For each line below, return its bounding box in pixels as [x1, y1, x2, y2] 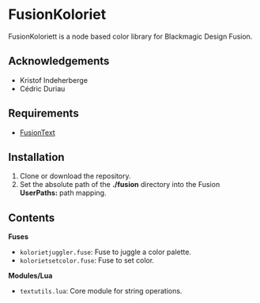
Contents [8, 211, 55, 224]
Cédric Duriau [19, 84, 66, 93]
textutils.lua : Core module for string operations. [19, 286, 183, 296]
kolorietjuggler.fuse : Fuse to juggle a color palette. [19, 247, 192, 257]
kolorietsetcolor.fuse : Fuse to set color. [19, 256, 155, 265]
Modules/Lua [8, 271, 53, 281]
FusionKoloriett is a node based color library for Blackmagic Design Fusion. [8, 32, 253, 41]
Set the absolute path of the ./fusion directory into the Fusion [19, 180, 220, 189]
